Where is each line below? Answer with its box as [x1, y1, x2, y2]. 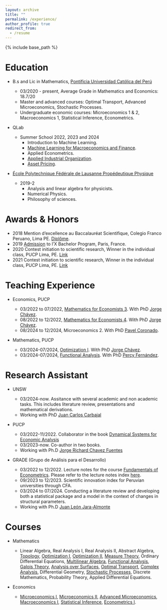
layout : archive [5, 7, 39, 13]
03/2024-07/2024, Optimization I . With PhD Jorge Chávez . [19, 347, 141, 353]
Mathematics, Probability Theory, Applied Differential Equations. [19, 574, 152, 580]
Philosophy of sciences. [27, 196, 77, 202]
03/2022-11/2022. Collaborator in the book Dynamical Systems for [19, 431, 157, 437]
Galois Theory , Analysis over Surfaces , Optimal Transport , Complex [19, 563, 159, 569]
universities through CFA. [19, 482, 72, 488]
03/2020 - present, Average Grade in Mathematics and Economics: [19, 88, 158, 94]
